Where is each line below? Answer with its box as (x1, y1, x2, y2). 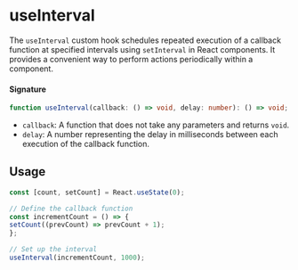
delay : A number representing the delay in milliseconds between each (21, 129, 278, 140)
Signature (9, 84, 47, 94)
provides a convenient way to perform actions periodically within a (9, 53, 254, 64)
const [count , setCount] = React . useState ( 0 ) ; (9, 188, 185, 197)
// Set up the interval (9, 245, 98, 254)
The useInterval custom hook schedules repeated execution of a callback (9, 35, 282, 45)
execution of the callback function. (21, 139, 149, 150)
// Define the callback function (9, 204, 133, 213)
